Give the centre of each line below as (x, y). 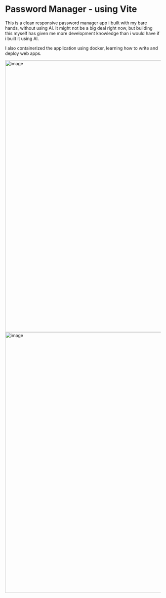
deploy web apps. (23, 53)
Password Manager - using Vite (71, 9)
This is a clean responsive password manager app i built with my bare (76, 23)
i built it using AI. (22, 39)
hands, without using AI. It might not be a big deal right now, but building (79, 28)
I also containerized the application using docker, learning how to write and (82, 48)
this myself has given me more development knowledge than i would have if (82, 33)
